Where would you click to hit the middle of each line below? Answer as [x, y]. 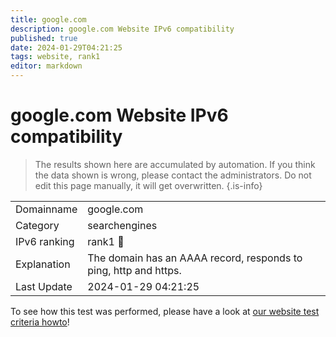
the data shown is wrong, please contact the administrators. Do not [173, 175]
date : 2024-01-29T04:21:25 [66, 47]
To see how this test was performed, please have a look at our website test [165, 311]
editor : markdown [46, 66]
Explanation [43, 264]
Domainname [46, 209]
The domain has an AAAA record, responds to [195, 258]
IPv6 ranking [45, 241]
